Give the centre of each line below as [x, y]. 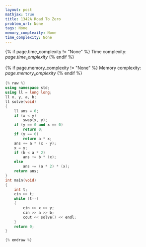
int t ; [21, 189]
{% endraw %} [19, 240]
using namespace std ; [28, 88]
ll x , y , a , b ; [21, 97]
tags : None [16, 28]
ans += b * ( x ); [40, 157]
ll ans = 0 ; [26, 111]
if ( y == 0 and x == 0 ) [39, 125]
